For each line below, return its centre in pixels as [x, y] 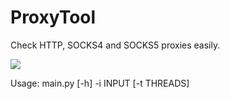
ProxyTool [53, 17]
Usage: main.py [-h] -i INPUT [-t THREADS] [100, 83]
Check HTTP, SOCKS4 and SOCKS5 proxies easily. [115, 45]
